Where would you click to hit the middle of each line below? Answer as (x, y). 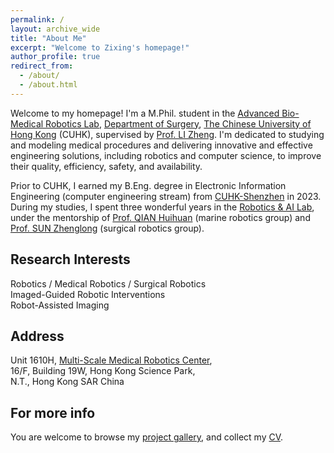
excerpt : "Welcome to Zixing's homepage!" (100, 47)
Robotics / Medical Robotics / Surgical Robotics (108, 283)
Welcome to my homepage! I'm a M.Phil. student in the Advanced (145, 113)
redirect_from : (42, 66)
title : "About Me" (48, 38)
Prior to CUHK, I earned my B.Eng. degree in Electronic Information (148, 185)
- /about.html (48, 85)
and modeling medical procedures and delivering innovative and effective (161, 145)
